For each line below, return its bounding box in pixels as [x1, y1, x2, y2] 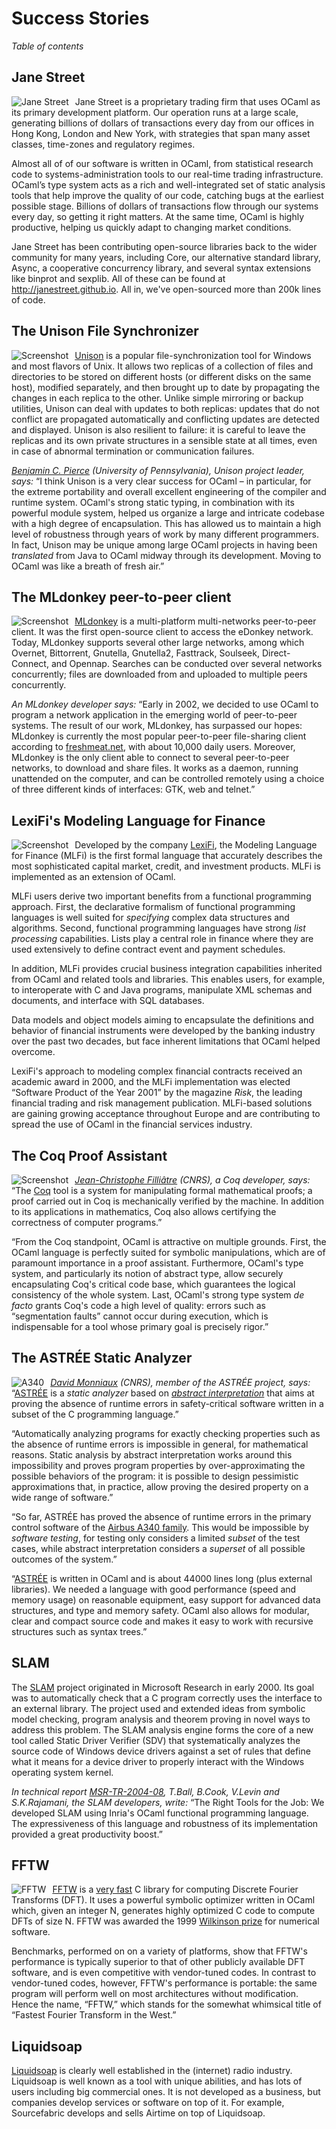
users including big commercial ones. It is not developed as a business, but [11, 2086, 321, 2098]
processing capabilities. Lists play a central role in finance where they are [11, 933, 314, 945]
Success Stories [11, 7, 150, 30]
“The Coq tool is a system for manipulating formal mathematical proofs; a [11, 1185, 313, 1196]
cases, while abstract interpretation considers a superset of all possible [11, 1542, 306, 1554]
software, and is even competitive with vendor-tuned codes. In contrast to [11, 1967, 317, 1979]
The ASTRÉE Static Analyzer [11, 1350, 193, 1367]
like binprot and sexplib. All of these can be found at [11, 272, 226, 284]
